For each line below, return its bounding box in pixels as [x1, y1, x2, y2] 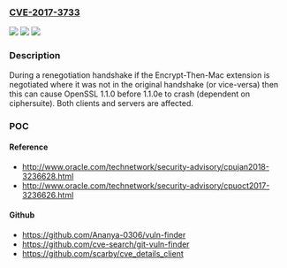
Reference [9, 142, 49, 152]
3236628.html [21, 171, 74, 181]
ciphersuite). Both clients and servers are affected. [9, 97, 194, 108]
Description [9, 50, 61, 62]
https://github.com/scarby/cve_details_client [21, 248, 184, 258]
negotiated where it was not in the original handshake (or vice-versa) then [9, 79, 279, 89]
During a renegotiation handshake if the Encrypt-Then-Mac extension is [9, 69, 271, 80]
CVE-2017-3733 [9, 6, 80, 19]
